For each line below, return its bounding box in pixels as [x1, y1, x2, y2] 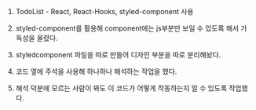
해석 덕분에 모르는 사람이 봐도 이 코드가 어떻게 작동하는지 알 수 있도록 [15, 83, 228, 93]
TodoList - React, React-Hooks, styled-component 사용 [15, 7, 194, 16]
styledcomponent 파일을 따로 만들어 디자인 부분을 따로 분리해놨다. [15, 50, 221, 59]
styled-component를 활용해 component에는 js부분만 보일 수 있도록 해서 [15, 24, 240, 33]
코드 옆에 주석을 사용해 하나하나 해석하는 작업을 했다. [15, 67, 177, 76]
